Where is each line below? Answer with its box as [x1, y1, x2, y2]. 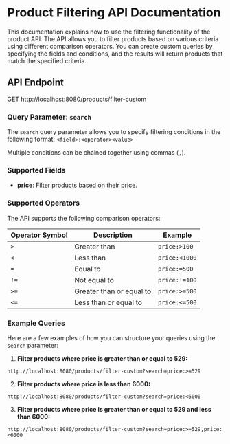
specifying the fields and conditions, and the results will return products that [7, 49, 223, 58]
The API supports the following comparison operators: [7, 214, 161, 222]
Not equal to [74, 275, 115, 285]
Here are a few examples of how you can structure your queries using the [7, 333, 216, 342]
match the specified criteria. [7, 56, 87, 65]
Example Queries [7, 318, 65, 328]
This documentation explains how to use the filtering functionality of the [7, 27, 211, 36]
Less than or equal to [74, 298, 143, 307]
